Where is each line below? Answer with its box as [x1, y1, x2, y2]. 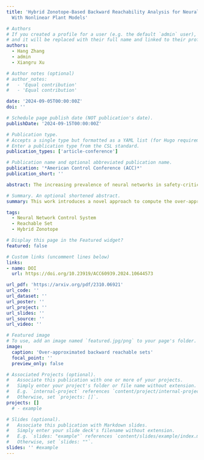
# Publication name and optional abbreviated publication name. [6, 159, 172, 166]
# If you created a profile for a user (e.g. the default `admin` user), [6, 31, 197, 37]
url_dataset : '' [6, 293, 47, 299]
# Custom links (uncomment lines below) [6, 253, 110, 260]
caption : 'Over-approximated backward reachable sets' [12, 349, 154, 355]
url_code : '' [6, 287, 39, 294]
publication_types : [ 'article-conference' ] [6, 148, 118, 155]
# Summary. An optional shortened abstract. [6, 193, 121, 199]
